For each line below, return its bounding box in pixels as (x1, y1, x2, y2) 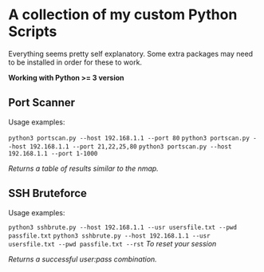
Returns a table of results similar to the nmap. (8, 164, 160, 173)
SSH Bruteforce (8, 187, 88, 200)
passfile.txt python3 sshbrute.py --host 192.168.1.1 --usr (8, 231, 211, 240)
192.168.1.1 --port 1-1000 (8, 149, 98, 157)
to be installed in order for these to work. (8, 57, 142, 67)
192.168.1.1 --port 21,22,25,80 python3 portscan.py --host (29, 142, 232, 151)
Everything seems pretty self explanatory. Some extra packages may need (8, 49, 254, 58)
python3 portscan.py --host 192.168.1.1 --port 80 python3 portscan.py (8, 134, 250, 142)
